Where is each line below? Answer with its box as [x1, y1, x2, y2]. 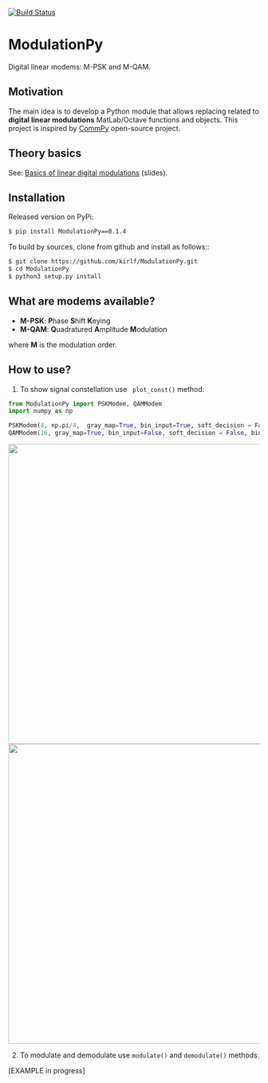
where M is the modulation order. [8, 340, 117, 350]
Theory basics [8, 146, 82, 160]
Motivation [8, 85, 64, 99]
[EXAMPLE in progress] [8, 1066, 85, 1075]
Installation [8, 190, 65, 204]
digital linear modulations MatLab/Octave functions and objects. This [8, 114, 238, 124]
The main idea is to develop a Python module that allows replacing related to [8, 106, 259, 116]
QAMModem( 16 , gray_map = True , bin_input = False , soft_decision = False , [8, 429, 248, 438]
